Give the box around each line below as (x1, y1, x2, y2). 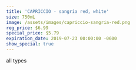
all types (6, 57, 27, 64)
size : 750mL (6, 14, 35, 20)
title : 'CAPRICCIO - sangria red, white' (6, 8, 110, 15)
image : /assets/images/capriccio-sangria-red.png (6, 19, 131, 25)
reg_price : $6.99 (6, 24, 49, 31)
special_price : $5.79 (6, 30, 59, 36)
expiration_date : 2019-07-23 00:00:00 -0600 (6, 36, 117, 41)
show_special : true (6, 41, 54, 47)
